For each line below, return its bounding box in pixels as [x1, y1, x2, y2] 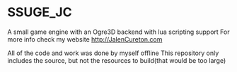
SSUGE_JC [7, 4, 72, 20]
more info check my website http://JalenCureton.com [7, 35, 163, 43]
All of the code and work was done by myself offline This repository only [7, 49, 219, 57]
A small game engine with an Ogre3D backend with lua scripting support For [7, 28, 230, 36]
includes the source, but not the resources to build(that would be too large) [7, 56, 226, 64]
